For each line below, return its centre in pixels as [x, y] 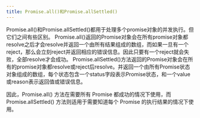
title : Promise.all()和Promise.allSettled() [62, 12]
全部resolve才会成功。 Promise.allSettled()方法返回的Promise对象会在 [102, 59]
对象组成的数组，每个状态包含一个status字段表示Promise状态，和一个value [99, 74]
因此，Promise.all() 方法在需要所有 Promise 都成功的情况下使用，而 [89, 94]
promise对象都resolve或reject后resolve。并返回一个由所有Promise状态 [103, 67]
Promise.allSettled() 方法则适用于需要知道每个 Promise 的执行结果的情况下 [98, 101]
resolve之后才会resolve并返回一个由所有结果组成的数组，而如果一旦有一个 [98, 44]
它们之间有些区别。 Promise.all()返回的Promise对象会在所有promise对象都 [97, 37]
